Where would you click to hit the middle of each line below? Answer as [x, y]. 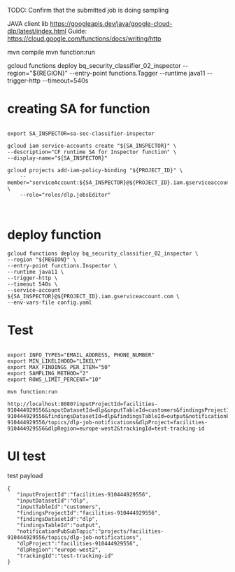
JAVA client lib [28, 23]
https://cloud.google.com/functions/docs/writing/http [84, 39]
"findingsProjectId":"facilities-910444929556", [88, 513]
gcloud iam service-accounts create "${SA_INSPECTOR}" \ [92, 146]
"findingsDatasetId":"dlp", [57, 519]
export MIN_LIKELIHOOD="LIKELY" [54, 361]
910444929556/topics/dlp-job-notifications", [74, 537]
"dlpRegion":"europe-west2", [59, 550]
